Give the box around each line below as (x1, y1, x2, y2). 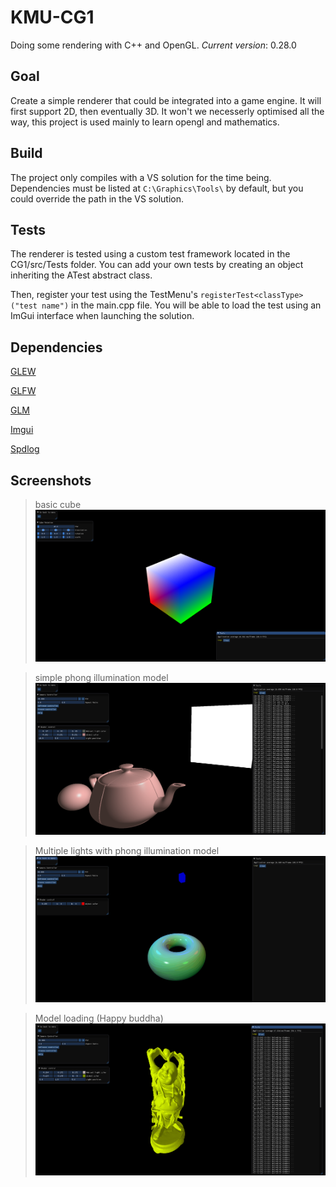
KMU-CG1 (10, 6, 95, 29)
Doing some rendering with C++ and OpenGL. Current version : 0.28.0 (10, 39, 297, 51)
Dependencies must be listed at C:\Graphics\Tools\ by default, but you (10, 182, 304, 194)
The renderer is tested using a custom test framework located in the (10, 248, 291, 260)
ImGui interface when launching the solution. (10, 310, 195, 322)
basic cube (34, 499, 82, 510)
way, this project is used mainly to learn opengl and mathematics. (10, 116, 280, 128)
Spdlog (10, 443, 40, 455)
